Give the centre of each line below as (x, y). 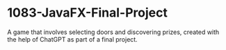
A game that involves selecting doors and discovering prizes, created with (113, 32)
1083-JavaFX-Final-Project (88, 13)
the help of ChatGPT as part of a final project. (72, 39)
